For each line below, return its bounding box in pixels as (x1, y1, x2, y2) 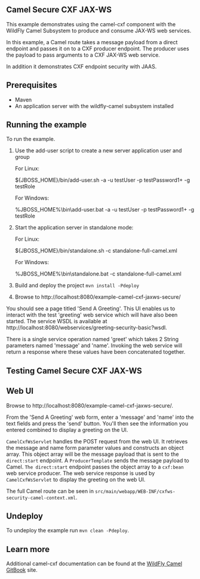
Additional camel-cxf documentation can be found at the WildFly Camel (6, 560, 183, 567)
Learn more (6, 544, 50, 555)
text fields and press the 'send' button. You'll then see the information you (6, 419, 189, 427)
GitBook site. (6, 566, 38, 574)
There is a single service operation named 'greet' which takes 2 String (6, 336, 179, 343)
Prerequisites (6, 80, 57, 90)
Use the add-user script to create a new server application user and (14, 147, 182, 154)
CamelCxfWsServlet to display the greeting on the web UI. (6, 476, 146, 483)
